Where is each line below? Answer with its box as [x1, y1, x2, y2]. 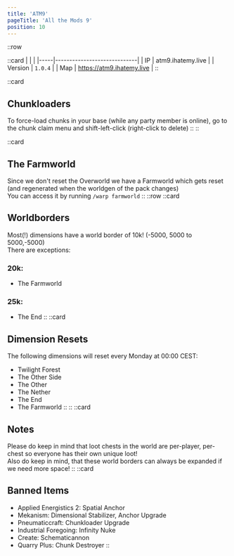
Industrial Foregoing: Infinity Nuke [17, 526, 116, 534]
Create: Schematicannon [17, 533, 90, 542]
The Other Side [17, 373, 62, 381]
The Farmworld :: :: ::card [17, 403, 91, 412]
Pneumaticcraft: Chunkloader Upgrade [17, 518, 130, 526]
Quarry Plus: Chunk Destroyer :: [17, 541, 110, 549]
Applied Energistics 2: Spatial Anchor [17, 503, 125, 512]
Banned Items [7, 485, 70, 497]
